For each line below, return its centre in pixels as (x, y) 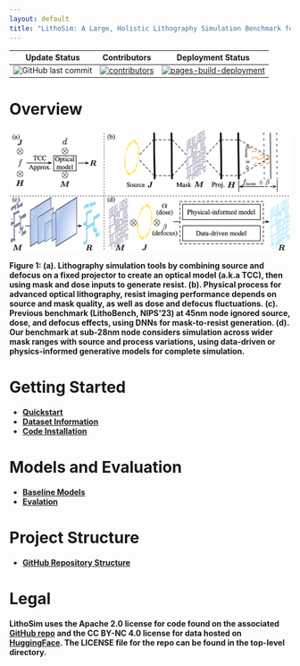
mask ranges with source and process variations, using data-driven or (142, 341)
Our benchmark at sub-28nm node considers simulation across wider (141, 332)
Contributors (127, 57)
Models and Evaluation (96, 468)
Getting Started (68, 387)
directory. (28, 652)
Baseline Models (54, 491)
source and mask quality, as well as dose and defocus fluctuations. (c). (144, 303)
